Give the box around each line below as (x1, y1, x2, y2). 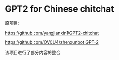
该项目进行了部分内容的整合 (5, 49, 61, 55)
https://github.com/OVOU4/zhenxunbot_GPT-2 (5, 39, 99, 45)
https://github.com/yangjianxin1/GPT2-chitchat (5, 30, 99, 36)
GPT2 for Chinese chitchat (5, 3, 114, 15)
